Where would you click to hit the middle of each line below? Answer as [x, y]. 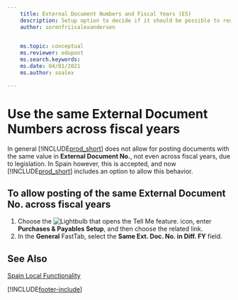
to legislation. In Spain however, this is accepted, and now [92, 163]
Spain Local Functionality [44, 276]
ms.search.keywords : [50, 60]
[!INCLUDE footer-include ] [45, 289]
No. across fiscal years [59, 204]
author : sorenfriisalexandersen [68, 27]
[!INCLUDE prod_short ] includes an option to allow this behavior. [100, 171]
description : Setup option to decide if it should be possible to [120, 21]
